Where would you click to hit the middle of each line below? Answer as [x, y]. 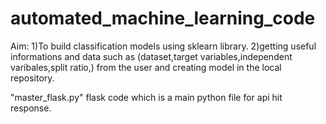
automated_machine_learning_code [163, 18]
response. [31, 108]
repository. [32, 78]
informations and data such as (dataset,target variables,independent [151, 56]
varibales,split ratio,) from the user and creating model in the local [146, 67]
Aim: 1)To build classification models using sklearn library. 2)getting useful [163, 46]
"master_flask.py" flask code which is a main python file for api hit [146, 97]
